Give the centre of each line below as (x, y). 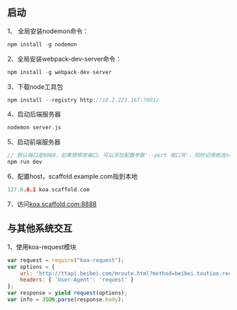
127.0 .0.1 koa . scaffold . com (49, 190)
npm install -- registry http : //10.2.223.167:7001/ (83, 100)
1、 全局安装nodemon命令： (48, 31)
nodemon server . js (34, 128)
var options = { (31, 267)
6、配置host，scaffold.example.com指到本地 (72, 177)
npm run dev (25, 162)
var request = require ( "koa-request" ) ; (66, 260)
